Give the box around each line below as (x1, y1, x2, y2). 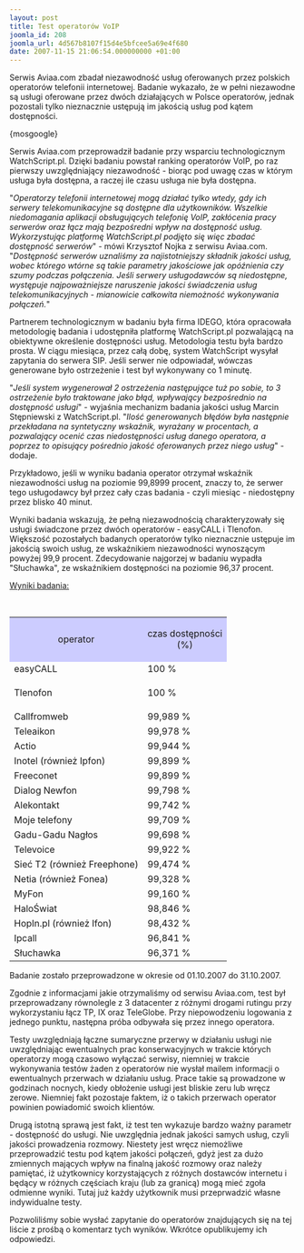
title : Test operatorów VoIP (9, 22, 120, 31)
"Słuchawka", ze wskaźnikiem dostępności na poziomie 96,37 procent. (9, 563, 274, 574)
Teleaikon (14, 725, 56, 737)
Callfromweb (14, 710, 69, 723)
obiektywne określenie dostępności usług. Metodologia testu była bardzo (9, 336, 284, 346)
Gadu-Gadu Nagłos (14, 828, 98, 841)
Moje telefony (14, 814, 73, 827)
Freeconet (14, 769, 58, 782)
